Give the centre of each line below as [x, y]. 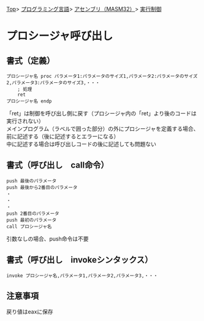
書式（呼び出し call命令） [58, 165]
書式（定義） [31, 60]
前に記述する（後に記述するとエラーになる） [63, 136]
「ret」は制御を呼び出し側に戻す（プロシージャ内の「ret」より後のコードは [102, 113]
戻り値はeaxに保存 [30, 312]
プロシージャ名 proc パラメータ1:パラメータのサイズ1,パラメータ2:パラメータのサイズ [102, 76]
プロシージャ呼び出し [60, 36]
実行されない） [25, 121]
